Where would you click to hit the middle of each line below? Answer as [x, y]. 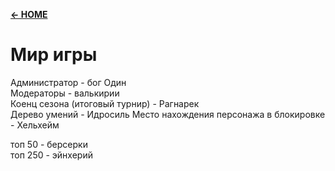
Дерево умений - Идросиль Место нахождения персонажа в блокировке [168, 114]
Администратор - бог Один [68, 82]
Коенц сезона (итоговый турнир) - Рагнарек [105, 103]
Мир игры [54, 55]
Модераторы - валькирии [65, 93]
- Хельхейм [35, 125]
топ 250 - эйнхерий [51, 155]
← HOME [29, 14]
